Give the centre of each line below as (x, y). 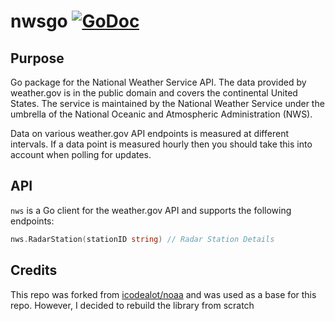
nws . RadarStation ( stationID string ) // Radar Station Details (142, 239)
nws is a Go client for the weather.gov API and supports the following (151, 210)
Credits (34, 270)
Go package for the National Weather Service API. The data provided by (158, 82)
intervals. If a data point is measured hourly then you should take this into (161, 144)
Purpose (37, 58)
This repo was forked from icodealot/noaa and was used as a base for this (163, 294)
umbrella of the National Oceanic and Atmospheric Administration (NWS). (161, 114)
